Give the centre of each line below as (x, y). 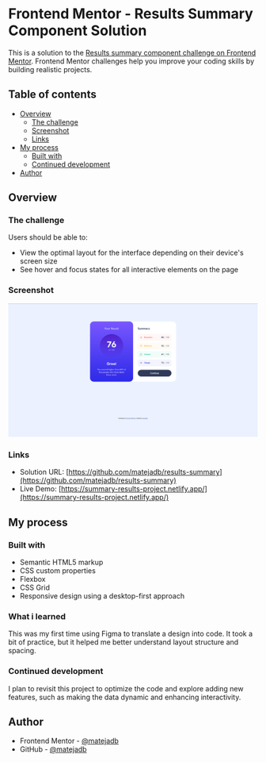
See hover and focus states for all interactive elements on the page (129, 270)
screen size (38, 261)
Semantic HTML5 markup (61, 562)
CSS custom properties (58, 570)
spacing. (23, 651)
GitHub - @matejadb (53, 749)
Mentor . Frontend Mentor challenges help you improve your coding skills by (131, 61)
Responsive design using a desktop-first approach (102, 595)
